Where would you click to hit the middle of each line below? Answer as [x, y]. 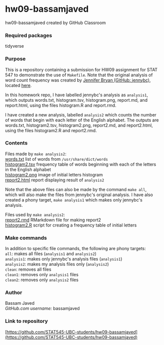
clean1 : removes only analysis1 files [42, 275]
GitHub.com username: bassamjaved [42, 309]
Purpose [15, 59]
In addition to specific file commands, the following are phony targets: [75, 249]
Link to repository [26, 321]
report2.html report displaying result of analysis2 [55, 180]
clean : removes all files [28, 269]
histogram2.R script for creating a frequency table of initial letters [71, 225]
